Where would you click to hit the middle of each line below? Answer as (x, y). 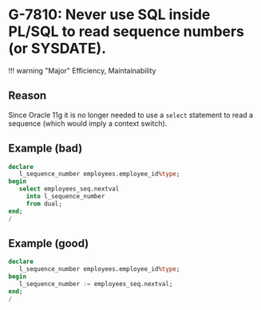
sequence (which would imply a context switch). (88, 123)
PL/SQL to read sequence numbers (127, 31)
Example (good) (49, 243)
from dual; (44, 204)
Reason (28, 96)
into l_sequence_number (65, 197)
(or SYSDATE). (57, 49)
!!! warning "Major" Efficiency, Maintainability (82, 70)
